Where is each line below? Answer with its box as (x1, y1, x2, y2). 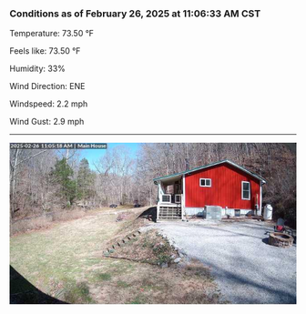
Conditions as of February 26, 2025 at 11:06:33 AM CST (9, 7, 261, 20)
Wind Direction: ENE (9, 81, 86, 92)
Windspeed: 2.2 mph (9, 98, 88, 109)
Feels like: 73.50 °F (9, 46, 81, 56)
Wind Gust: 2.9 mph (9, 116, 85, 127)
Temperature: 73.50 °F (9, 28, 94, 39)
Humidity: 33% (9, 63, 66, 75)
